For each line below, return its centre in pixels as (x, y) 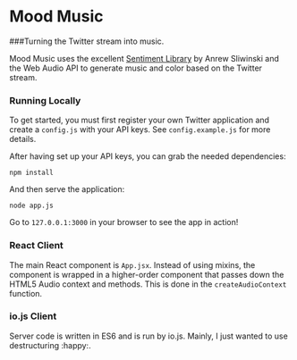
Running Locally (45, 100)
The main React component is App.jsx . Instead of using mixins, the (132, 264)
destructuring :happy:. (50, 345)
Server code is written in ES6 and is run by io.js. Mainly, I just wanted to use (148, 336)
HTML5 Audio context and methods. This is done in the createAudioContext (148, 284)
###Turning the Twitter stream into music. (87, 41)
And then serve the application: (67, 189)
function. (26, 293)
